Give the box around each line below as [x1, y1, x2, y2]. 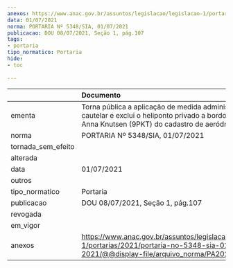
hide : [7, 55, 23, 62]
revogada [10, 209, 42, 219]
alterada [10, 153, 38, 163]
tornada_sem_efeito [10, 141, 75, 151]
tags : [7, 36, 23, 43]
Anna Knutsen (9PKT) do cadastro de [81, 119, 204, 129]
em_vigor [10, 220, 40, 230]
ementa [10, 110, 36, 120]
